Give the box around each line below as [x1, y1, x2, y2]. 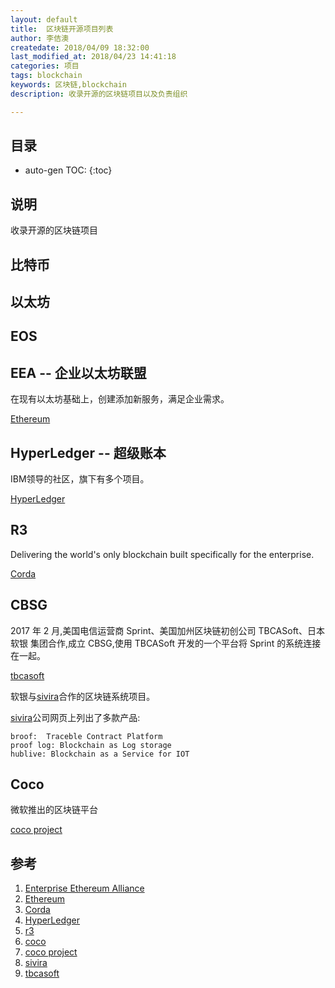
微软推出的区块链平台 [10, 804, 98, 816]
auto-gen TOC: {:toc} [24, 164, 113, 176]
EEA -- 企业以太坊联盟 [10, 364, 147, 381]
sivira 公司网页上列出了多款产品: [10, 711, 141, 723]
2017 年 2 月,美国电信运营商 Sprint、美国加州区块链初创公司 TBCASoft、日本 [10, 624, 325, 636]
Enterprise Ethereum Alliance [24, 882, 145, 895]
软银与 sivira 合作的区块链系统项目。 [10, 690, 156, 702]
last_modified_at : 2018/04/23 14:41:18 [10, 52, 177, 62]
